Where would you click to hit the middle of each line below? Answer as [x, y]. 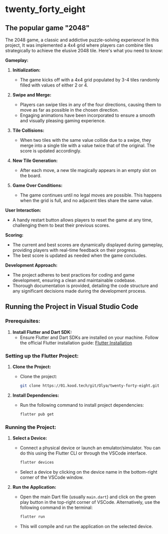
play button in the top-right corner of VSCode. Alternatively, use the [90, 502]
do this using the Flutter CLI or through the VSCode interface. [83, 453]
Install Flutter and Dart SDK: [42, 332]
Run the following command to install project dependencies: [82, 405]
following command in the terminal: [56, 507]
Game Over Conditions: [37, 185]
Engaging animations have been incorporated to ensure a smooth [88, 115]
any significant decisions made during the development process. [79, 291]
